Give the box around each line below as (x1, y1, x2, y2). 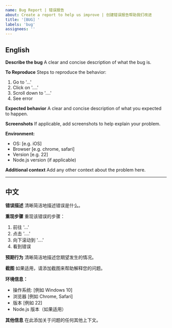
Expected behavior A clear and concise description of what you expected (5, 105, 162, 111)
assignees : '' (5, 27, 36, 32)
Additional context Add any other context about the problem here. (5, 167, 146, 173)
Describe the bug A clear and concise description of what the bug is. (5, 59, 152, 65)
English (5, 46, 30, 54)
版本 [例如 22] (12, 299, 42, 305)
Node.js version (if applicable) (12, 157, 77, 163)
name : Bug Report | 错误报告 (5, 7, 64, 13)
